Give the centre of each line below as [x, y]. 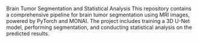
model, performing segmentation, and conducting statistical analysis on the [99, 27]
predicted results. [28, 34]
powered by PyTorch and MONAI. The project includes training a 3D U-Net [98, 21]
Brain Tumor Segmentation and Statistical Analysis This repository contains [99, 9]
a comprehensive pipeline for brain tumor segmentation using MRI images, [98, 15]
